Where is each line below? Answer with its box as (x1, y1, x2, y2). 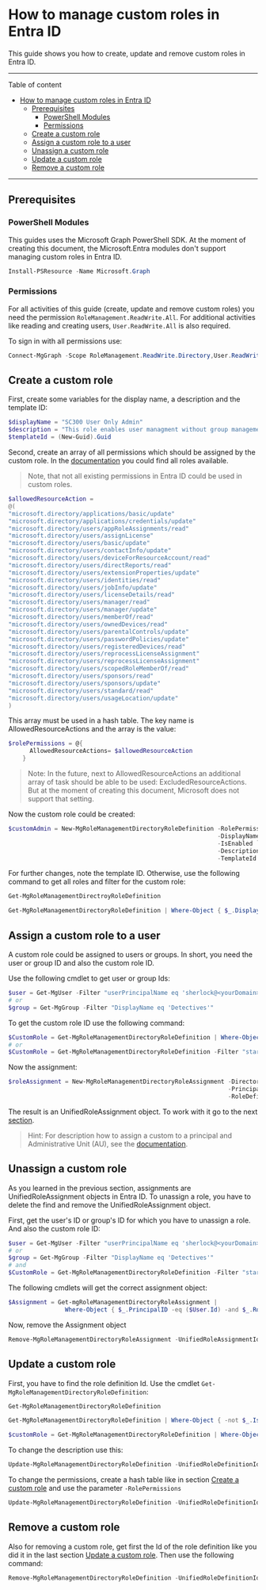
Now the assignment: (8, 1062, 78, 1072)
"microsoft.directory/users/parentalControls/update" (8, 628, 190, 636)
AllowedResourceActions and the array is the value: (8, 724, 177, 734)
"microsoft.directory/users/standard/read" (8, 686, 154, 695)
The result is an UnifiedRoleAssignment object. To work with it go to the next (8, 1107, 258, 1116)
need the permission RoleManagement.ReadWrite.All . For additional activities (8, 312, 256, 322)
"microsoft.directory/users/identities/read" (8, 576, 161, 584)
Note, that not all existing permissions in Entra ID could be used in (27, 471, 243, 481)
